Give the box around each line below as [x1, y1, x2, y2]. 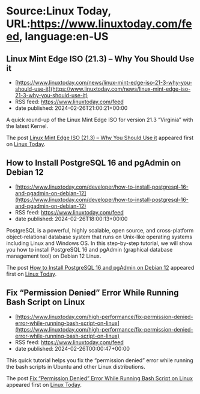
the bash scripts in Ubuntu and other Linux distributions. [6, 363, 145, 370]
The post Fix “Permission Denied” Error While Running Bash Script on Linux [6, 374, 193, 382]
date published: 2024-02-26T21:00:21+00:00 [14, 105, 128, 112]
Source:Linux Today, [6, 4, 111, 18]
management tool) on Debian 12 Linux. [6, 252, 102, 259]
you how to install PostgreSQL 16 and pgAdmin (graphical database [6, 246, 173, 253]
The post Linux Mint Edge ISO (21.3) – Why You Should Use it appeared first [6, 134, 194, 141]
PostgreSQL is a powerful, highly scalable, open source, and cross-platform [6, 226, 194, 234]
